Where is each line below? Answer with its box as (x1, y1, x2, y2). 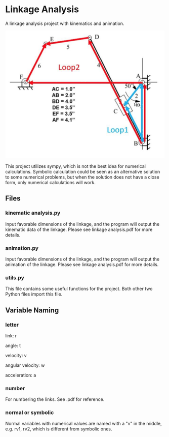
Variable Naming (5, 306, 59, 314)
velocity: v (5, 352, 27, 358)
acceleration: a (5, 372, 36, 378)
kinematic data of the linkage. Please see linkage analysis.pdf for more (5, 226, 153, 232)
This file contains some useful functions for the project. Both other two (5, 286, 153, 292)
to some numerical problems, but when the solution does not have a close (5, 174, 159, 180)
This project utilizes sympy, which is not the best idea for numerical (5, 163, 146, 169)
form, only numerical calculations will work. (5, 179, 96, 185)
